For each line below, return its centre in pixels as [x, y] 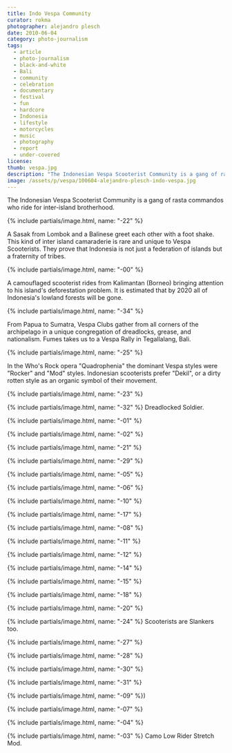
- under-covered [37, 155]
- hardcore [29, 110]
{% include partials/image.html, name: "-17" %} [75, 515]
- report [26, 149]
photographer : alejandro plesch [54, 26]
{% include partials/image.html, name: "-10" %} [75, 501]
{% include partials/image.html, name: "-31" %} [75, 683]
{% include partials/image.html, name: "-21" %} [75, 448]
